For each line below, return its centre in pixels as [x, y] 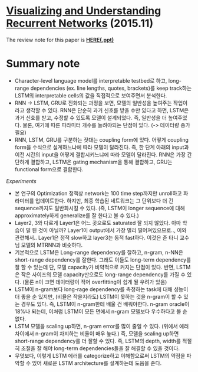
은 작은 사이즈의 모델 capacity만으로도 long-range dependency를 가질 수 [100, 274]
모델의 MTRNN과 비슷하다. [52, 245]
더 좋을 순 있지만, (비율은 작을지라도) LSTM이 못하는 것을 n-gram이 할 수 [98, 296]
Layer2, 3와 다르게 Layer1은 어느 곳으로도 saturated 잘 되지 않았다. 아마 [98, 223]
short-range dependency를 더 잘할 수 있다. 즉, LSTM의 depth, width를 [98, 341]
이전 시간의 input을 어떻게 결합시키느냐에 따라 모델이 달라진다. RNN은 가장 [100, 154]
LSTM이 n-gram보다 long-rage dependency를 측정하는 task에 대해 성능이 [101, 289]
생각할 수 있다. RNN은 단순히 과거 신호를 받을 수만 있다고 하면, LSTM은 [107, 110]
